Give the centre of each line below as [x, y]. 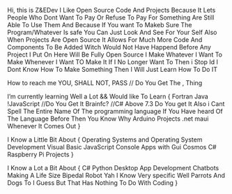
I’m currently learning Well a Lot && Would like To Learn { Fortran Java [108, 96]
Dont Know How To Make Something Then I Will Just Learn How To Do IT [113, 69]
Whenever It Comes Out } [44, 126]
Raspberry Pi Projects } [41, 154]
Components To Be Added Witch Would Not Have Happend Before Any [109, 47]
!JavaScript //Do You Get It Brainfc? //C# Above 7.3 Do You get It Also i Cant [116, 104]
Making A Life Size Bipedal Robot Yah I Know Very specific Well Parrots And [116, 175]
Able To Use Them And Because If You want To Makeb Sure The [100, 25]
